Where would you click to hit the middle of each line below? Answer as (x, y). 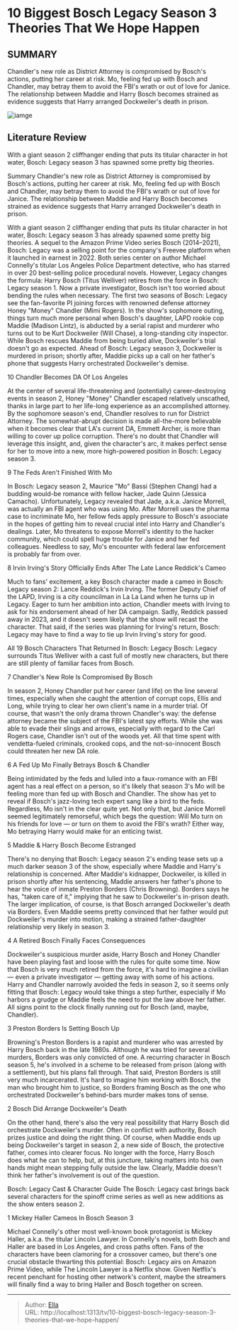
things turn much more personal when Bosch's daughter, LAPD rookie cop (116, 318)
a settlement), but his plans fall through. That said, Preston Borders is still (114, 1072)
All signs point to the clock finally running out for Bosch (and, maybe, (108, 1007)
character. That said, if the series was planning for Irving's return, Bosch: (114, 627)
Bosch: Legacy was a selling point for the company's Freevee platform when (119, 250)
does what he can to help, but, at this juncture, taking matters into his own (115, 1160)
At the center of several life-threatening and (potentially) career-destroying (117, 390)
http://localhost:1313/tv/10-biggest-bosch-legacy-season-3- (129, 1312)
